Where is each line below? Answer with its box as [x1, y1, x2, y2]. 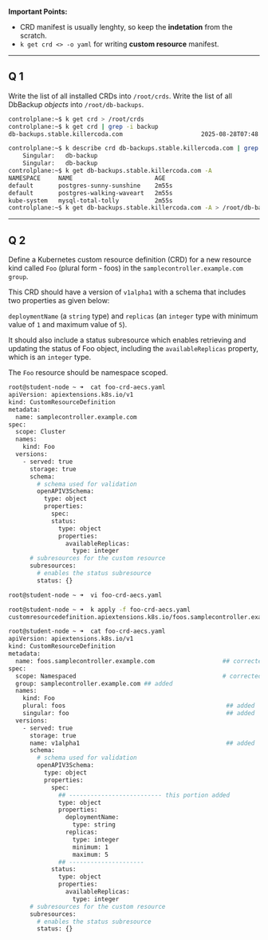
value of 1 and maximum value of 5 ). [8, 320, 128, 330]
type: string [72, 821, 116, 829]
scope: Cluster [15, 428, 66, 436]
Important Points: [8, 7, 68, 16]
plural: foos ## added [22, 702, 255, 710]
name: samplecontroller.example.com [15, 413, 137, 421]
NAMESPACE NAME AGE [8, 174, 166, 182]
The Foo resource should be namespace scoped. [8, 368, 168, 378]
